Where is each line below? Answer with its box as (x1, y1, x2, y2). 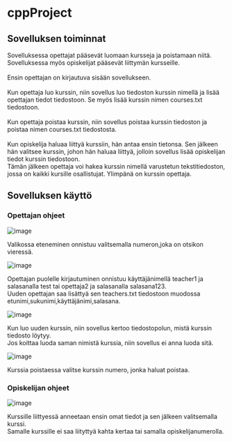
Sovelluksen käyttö (7, 190, 92, 201)
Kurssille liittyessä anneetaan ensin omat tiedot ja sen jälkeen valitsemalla (7, 412, 217, 420)
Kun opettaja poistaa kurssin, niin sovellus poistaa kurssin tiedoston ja (7, 118, 207, 126)
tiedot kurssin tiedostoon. (7, 155, 81, 163)
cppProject (7, 5, 72, 21)
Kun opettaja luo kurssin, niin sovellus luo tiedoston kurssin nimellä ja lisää (7, 89, 220, 96)
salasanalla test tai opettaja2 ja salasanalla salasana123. (7, 282, 167, 290)
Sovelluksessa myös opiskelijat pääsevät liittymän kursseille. (7, 59, 181, 67)
